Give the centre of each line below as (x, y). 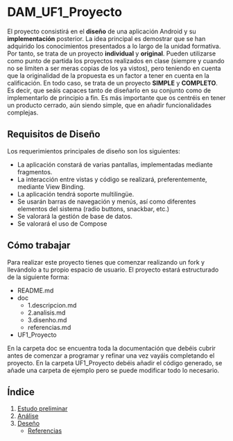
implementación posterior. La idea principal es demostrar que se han (106, 38)
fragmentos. (35, 172)
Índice (21, 392)
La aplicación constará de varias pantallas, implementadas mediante (115, 165)
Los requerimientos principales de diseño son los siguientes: (94, 151)
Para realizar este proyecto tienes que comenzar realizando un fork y (106, 262)
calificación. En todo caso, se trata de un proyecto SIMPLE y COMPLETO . (113, 83)
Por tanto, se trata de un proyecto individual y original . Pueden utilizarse (112, 53)
